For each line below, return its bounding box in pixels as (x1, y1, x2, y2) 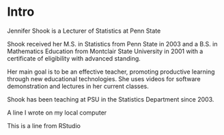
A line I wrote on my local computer (7, 108, 107, 117)
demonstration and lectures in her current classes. (7, 82, 149, 90)
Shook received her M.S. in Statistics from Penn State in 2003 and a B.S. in (7, 40, 218, 48)
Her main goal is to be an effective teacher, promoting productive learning (7, 67, 215, 76)
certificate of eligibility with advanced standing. (7, 54, 141, 62)
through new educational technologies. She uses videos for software (7, 74, 201, 82)
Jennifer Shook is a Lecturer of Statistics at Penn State (7, 27, 161, 35)
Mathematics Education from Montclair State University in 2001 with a (7, 47, 204, 55)
